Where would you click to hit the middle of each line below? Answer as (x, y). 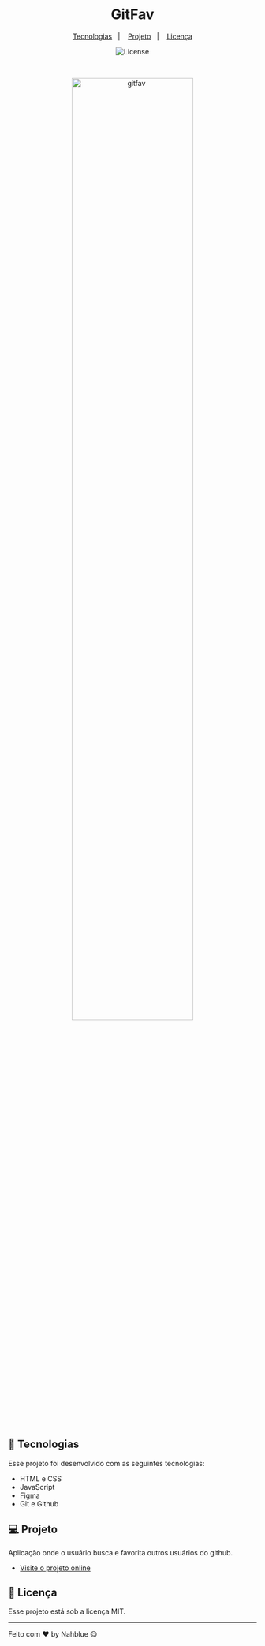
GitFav (132, 15)
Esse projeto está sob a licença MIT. (67, 1611)
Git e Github (39, 1503)
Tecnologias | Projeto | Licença (132, 36)
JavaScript (37, 1487)
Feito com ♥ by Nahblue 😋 (53, 1634)
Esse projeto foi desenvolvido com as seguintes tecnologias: (106, 1463)
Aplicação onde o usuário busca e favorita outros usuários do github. (121, 1552)
